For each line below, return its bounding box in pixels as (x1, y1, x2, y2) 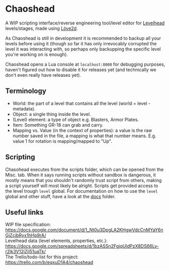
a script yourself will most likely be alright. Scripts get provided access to (5, 183, 158, 189)
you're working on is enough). (5, 51, 68, 57)
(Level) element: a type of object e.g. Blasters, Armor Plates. (12, 116, 139, 123)
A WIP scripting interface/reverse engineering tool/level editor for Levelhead (5, 20, 165, 26)
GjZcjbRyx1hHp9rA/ (5, 232, 47, 238)
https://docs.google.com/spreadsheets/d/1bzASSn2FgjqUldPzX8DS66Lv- (5, 243, 159, 249)
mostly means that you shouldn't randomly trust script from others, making (5, 177, 162, 183)
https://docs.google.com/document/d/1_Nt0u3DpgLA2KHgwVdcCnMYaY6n (5, 227, 163, 233)
